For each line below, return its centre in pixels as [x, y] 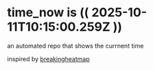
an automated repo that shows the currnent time [75, 46]
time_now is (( [48, 13]
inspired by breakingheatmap [49, 58]
